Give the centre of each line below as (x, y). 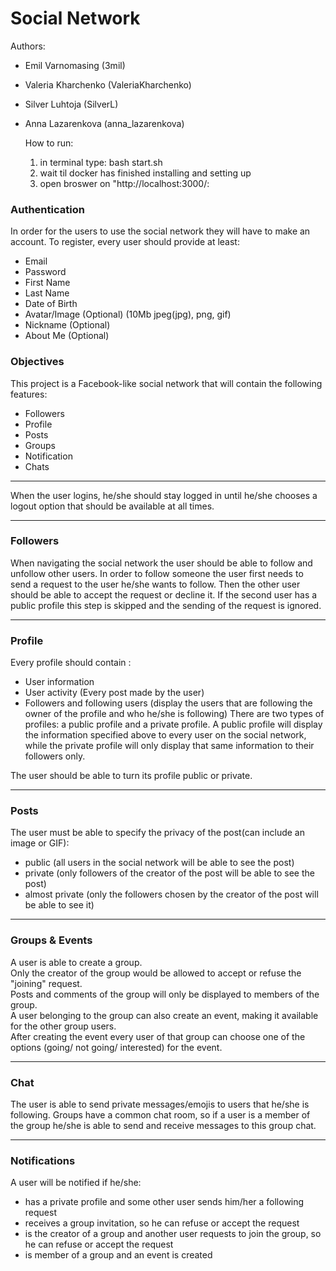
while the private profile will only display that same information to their (169, 746)
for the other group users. (63, 1026)
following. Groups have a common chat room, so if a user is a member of (160, 1115)
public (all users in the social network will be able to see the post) (159, 863)
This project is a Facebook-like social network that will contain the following (166, 383)
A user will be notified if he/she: (76, 1183)
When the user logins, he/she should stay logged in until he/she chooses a (164, 495)
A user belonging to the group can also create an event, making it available (164, 1015)
